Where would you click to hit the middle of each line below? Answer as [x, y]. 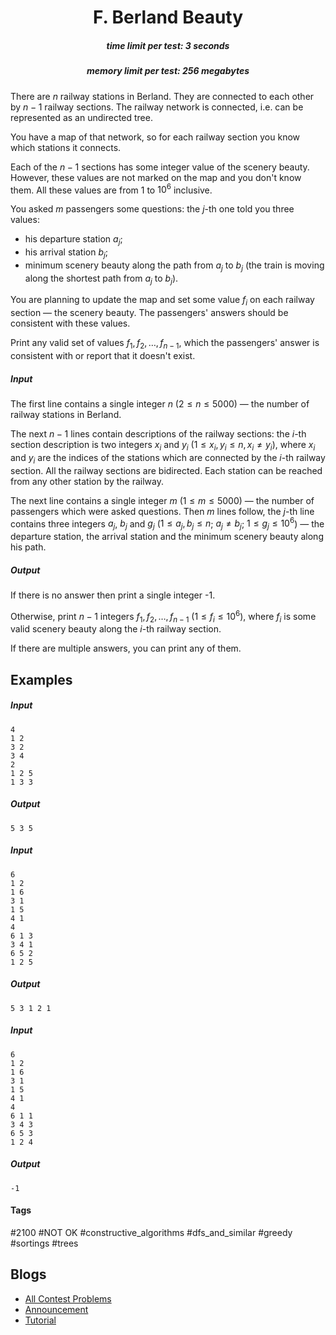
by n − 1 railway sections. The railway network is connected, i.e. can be [157, 107]
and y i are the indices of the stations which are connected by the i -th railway [168, 458]
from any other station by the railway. [87, 481]
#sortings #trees [44, 1243]
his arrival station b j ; [66, 253]
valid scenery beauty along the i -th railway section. [116, 629]
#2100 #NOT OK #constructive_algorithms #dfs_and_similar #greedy [151, 1232]
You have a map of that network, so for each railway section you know [155, 137]
